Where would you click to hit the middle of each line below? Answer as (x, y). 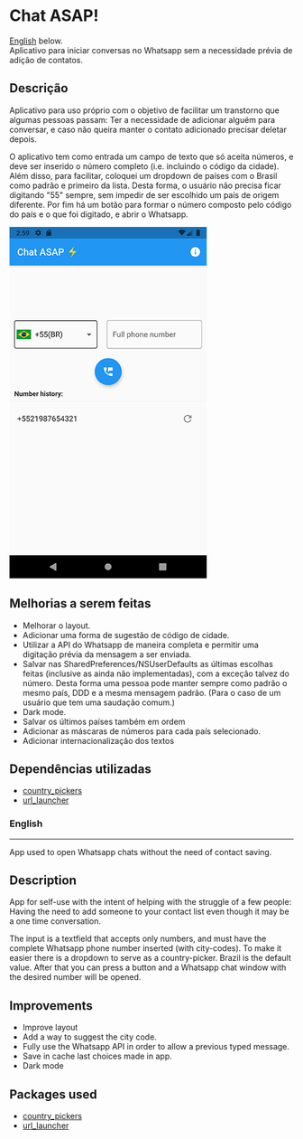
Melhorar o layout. (56, 626)
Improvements (51, 1006)
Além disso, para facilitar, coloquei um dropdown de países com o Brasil (143, 175)
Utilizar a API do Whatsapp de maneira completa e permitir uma (140, 645)
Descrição (39, 88)
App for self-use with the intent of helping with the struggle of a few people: (151, 902)
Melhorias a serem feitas (80, 603)
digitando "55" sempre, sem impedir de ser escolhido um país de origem (144, 194)
